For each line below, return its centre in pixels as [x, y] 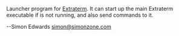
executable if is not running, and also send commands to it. [80, 15]
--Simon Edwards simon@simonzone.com [59, 27]
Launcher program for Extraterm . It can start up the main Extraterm [90, 9]
